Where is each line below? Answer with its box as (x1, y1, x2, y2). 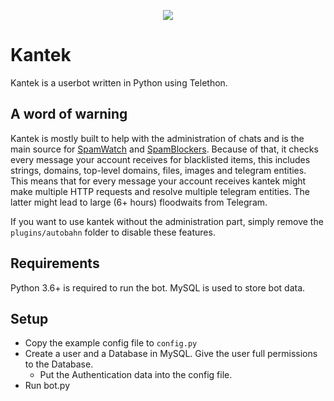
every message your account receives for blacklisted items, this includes (10, 153, 311, 165)
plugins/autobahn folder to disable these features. (10, 226, 216, 238)
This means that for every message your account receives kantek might (10, 175, 307, 187)
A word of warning (10, 106, 128, 123)
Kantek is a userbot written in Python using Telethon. (10, 76, 228, 89)
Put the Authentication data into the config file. (39, 369, 233, 381)
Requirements (10, 255, 100, 272)
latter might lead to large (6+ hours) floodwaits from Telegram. (10, 196, 268, 208)
